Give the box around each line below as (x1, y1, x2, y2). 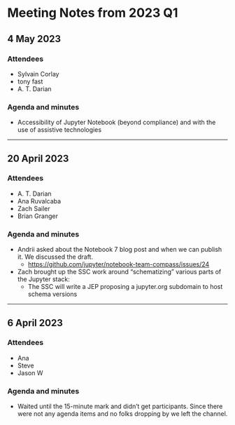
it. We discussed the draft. (17, 252, 93, 261)
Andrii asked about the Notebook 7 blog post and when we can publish (17, 245, 222, 254)
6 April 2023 (7, 317, 63, 329)
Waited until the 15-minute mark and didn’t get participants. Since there (17, 402, 223, 411)
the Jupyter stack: (17, 275, 70, 283)
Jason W (17, 368, 43, 377)
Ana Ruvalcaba (17, 196, 62, 205)
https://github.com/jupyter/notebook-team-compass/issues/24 (27, 260, 210, 269)
